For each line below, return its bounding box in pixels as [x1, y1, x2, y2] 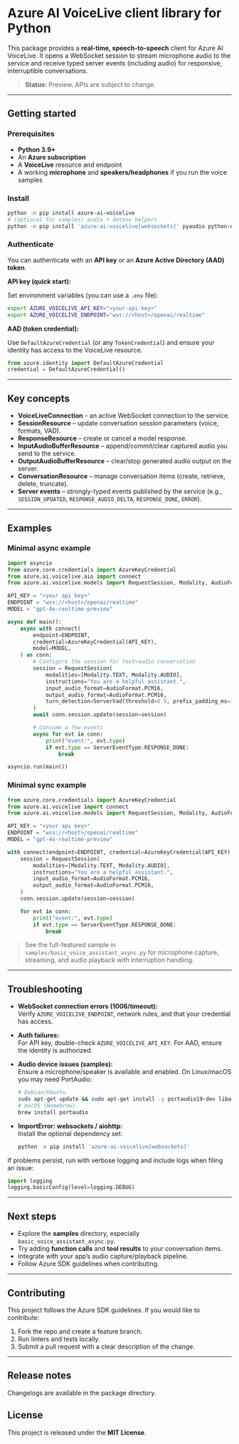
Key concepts [7, 392, 70, 404]
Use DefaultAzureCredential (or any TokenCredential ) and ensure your [7, 338, 215, 346]
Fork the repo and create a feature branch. [17, 1327, 143, 1336]
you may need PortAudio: [17, 1075, 92, 1084]
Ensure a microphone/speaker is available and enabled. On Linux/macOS [17, 1068, 232, 1076]
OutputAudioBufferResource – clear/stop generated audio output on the [17, 457, 232, 465]
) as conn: [20, 651, 53, 659]
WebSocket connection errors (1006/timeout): [17, 1002, 158, 1011]
